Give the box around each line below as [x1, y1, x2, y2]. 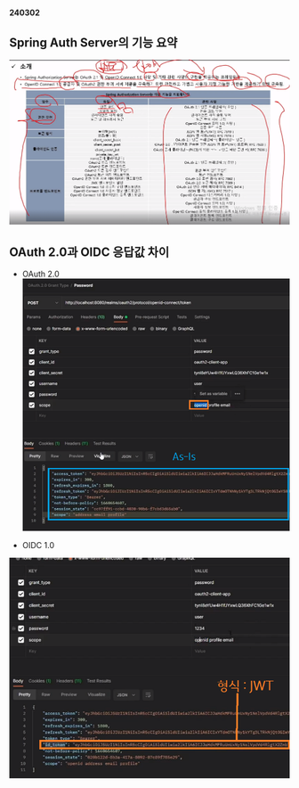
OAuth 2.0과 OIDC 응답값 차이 [9, 244, 170, 259]
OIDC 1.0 [21, 539, 55, 550]
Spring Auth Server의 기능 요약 [9, 35, 178, 50]
